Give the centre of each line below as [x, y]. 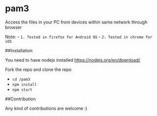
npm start [22, 90]
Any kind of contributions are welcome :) [46, 108]
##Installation [19, 50]
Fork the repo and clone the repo [39, 70]
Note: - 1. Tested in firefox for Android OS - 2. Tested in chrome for [79, 37]
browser [13, 27]
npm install [24, 84]
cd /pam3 [21, 79]
